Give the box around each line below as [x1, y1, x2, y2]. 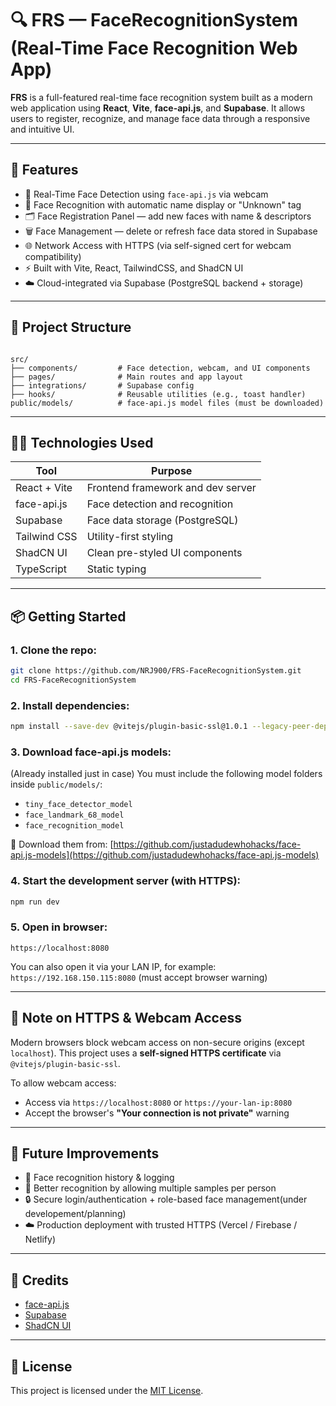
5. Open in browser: [10, 920, 108, 934]
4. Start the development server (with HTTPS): [10, 874, 242, 888]
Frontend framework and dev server [86, 481, 257, 495]
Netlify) [24, 1233, 57, 1246]
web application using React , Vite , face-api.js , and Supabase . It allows [10, 102, 306, 114]
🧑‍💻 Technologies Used [10, 434, 154, 451]
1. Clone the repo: [10, 643, 97, 657]
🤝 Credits [10, 1272, 70, 1289]
